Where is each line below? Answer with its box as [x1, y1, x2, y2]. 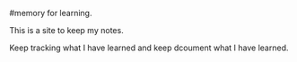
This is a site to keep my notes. [9, 25, 124, 35]
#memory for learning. [9, 8, 92, 18]
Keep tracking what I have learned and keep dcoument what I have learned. [9, 42, 289, 53]
